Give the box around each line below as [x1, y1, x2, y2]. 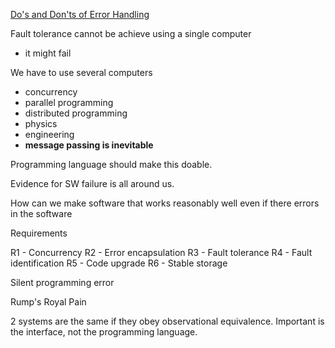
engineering [24, 129, 75, 140]
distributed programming [24, 107, 128, 119]
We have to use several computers [10, 67, 153, 78]
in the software [10, 208, 73, 219]
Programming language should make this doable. [10, 159, 213, 170]
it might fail [24, 47, 72, 59]
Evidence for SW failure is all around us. [10, 178, 175, 189]
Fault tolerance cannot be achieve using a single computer [10, 28, 252, 39]
